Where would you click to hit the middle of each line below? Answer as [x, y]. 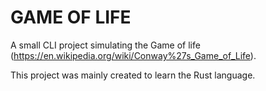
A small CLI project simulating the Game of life [105, 45]
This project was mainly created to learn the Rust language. [133, 75]
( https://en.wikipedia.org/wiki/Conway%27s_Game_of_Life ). [133, 55]
